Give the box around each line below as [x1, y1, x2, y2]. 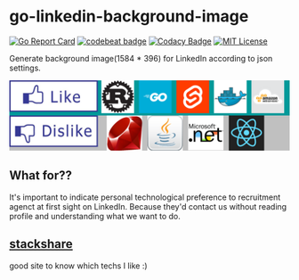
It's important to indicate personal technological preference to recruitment [9, 192, 281, 202]
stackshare [9, 236, 73, 251]
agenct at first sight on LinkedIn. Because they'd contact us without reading [9, 201, 287, 211]
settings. [9, 62, 42, 73]
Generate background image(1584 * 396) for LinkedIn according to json [9, 53, 273, 63]
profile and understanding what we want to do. [9, 210, 181, 221]
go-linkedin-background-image [9, 6, 249, 27]
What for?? [9, 168, 73, 184]
